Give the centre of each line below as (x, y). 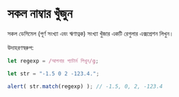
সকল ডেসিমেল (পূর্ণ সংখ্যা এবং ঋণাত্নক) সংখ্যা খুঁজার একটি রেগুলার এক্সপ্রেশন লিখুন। (91, 33)
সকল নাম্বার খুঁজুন (40, 14)
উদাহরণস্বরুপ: (21, 47)
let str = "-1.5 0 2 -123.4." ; (53, 73)
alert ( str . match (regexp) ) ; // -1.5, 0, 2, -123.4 (85, 86)
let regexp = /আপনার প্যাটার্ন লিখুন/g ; (53, 61)
